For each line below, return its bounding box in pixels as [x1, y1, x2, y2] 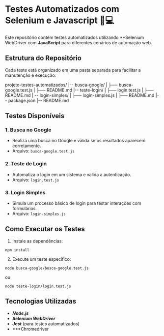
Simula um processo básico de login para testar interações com [12, 200, 141, 206]
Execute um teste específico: [12, 256, 71, 262]
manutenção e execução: [5, 72, 56, 78]
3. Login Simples [5, 189, 46, 196]
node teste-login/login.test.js [5, 284, 71, 289]
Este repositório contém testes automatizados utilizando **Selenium [5, 34, 144, 40]
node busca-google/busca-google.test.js [5, 266, 89, 271]
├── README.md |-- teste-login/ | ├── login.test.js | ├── [36, 87, 154, 93]
